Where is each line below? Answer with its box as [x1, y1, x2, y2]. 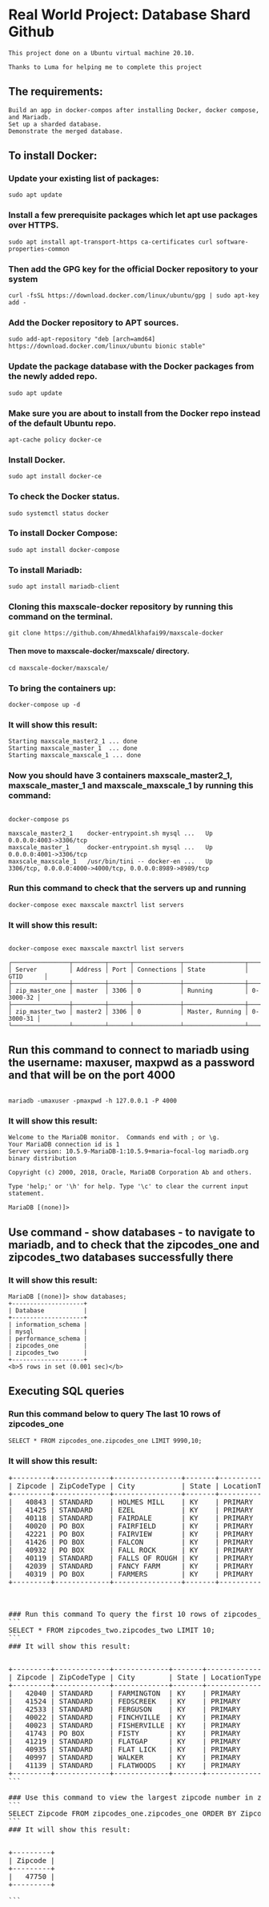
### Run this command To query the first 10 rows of [8, 1609, 220, 1619]
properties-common [8, 244, 70, 253]
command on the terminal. [8, 611, 114, 623]
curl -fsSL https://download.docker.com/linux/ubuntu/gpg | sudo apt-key [8, 292, 260, 300]
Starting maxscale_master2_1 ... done [8, 737, 138, 746]
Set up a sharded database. [8, 120, 102, 128]
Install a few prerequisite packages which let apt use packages [8, 210, 258, 221]
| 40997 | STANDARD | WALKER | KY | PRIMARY [8, 1752, 241, 1762]
